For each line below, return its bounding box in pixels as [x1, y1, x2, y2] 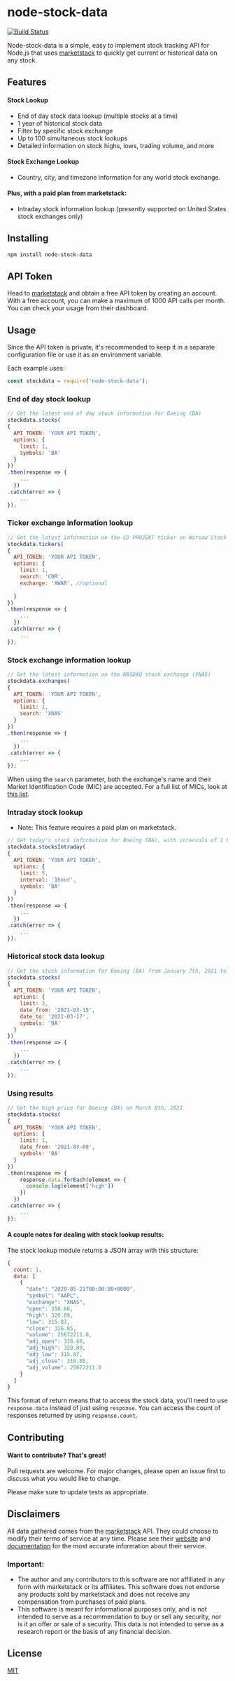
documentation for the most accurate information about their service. [7, 1541, 207, 1550]
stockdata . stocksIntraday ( [7, 844, 86, 851]
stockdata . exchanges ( [7, 677, 71, 684]
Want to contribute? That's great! [7, 1451, 106, 1460]
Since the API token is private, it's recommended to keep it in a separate [7, 343, 215, 352]
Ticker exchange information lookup [7, 518, 134, 528]
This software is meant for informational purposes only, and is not [17, 1605, 208, 1614]
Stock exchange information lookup [7, 655, 131, 665]
